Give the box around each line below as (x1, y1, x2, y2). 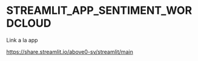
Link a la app (6, 36, 38, 43)
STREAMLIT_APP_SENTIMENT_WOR (6, 4, 193, 18)
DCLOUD (6, 16, 51, 30)
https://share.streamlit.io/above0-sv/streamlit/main (6, 48, 133, 55)
